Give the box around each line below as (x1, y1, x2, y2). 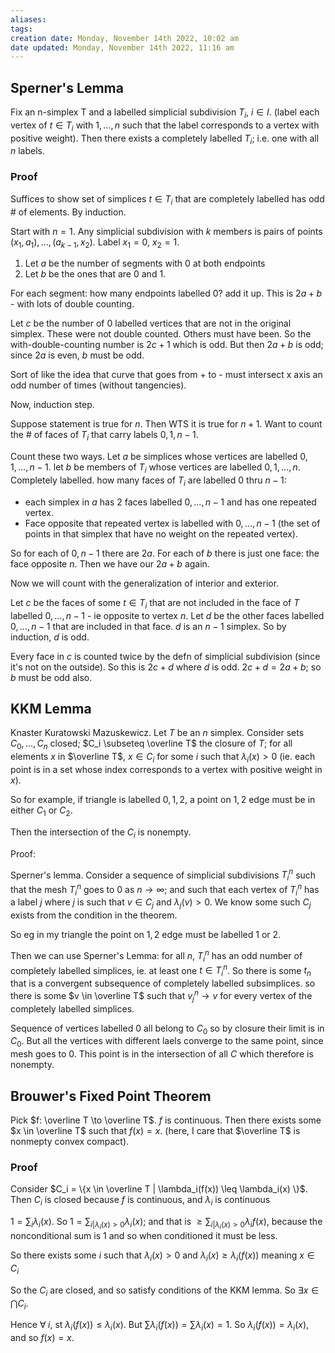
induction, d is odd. (10, 631, 90, 643)
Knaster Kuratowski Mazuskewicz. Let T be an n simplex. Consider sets (10, 727, 305, 739)
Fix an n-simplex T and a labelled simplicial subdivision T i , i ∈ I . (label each (10, 106, 320, 120)
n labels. (10, 145, 46, 157)
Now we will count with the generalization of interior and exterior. (10, 577, 280, 589)
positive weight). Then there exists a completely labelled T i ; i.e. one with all (10, 132, 320, 146)
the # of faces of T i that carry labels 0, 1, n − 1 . (10, 429, 199, 443)
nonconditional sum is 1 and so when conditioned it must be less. (10, 1230, 278, 1242)
